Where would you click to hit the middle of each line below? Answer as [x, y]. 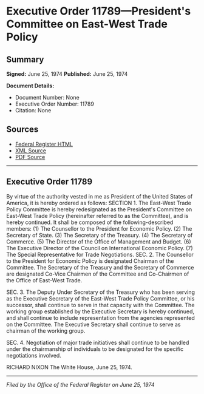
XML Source [31, 151]
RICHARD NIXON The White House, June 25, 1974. [69, 367]
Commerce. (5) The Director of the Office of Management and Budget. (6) [99, 242]
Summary [25, 59]
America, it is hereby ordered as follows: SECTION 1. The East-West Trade [99, 203]
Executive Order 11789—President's [99, 11]
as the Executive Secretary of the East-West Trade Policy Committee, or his [100, 298]
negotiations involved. [34, 355]
